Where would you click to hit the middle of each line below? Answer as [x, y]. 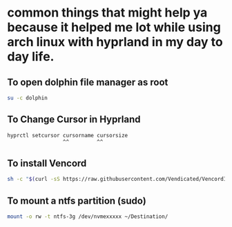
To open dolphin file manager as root [88, 82]
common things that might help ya [107, 13]
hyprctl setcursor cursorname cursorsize [68, 135]
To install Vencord [47, 163]
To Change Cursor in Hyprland [74, 120]
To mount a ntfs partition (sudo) [77, 200]
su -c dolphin [28, 98]
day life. [31, 57]
